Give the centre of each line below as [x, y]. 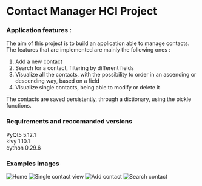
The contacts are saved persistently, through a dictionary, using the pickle [99, 99]
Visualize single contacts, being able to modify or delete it [87, 88]
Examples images [33, 164]
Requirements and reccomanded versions [69, 122]
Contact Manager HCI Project [82, 11]
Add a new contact [39, 61]
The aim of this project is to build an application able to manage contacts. [98, 43]
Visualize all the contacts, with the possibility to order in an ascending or [106, 75]
